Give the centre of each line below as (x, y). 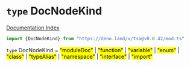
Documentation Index (33, 28)
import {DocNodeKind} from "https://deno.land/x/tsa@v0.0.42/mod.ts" (96, 38)
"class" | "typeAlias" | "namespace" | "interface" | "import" (79, 56)
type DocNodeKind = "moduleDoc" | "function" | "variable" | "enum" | (93, 50)
